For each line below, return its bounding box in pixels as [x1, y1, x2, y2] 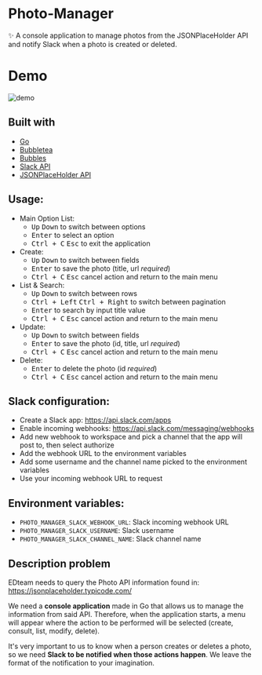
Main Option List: [19, 213, 75, 223]
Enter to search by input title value [31, 305, 146, 315]
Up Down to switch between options [31, 221, 146, 232]
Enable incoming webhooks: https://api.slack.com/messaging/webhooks [19, 424, 255, 433]
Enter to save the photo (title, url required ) [31, 264, 171, 273]
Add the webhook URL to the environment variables [19, 449, 187, 458]
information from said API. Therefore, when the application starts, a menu [8, 609, 246, 618]
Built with [8, 115, 56, 130]
